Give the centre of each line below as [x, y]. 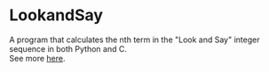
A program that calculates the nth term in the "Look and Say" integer [134, 40]
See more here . [37, 58]
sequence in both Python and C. [68, 48]
